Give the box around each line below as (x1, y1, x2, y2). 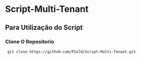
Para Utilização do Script (5, 23, 83, 32)
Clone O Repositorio (5, 38, 54, 45)
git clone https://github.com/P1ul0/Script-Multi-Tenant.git (7, 49, 136, 54)
